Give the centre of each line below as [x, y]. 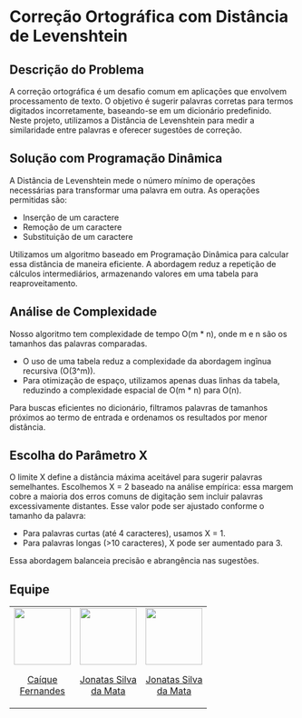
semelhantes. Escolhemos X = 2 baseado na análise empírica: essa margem [151, 487]
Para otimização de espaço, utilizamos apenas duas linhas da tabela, [151, 380]
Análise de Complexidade [83, 312]
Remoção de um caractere [72, 227]
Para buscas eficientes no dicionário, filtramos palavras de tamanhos [139, 407]
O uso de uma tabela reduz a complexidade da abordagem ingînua [147, 361]
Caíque [42, 680]
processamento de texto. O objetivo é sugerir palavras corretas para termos [151, 101]
